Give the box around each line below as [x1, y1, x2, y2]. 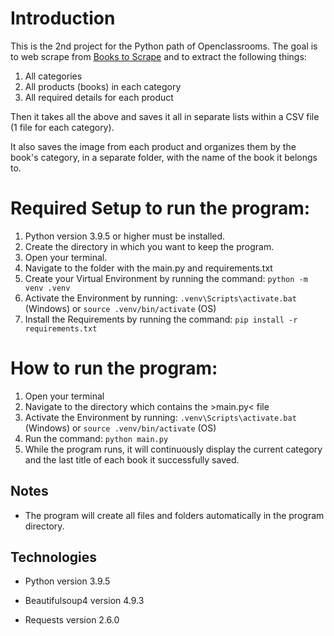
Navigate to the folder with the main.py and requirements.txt [24, 262, 273, 274]
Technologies [10, 549, 98, 566]
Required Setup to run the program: [10, 197, 311, 220]
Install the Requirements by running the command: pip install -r [24, 313, 298, 325]
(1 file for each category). [10, 121, 115, 133]
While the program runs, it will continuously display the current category [24, 443, 323, 455]
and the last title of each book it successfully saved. [24, 453, 240, 466]
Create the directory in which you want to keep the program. [24, 240, 275, 252]
